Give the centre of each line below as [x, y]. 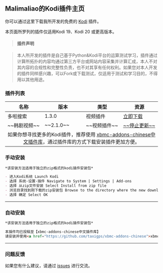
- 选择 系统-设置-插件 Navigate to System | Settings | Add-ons [68, 181]
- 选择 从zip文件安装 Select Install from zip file [56, 186]
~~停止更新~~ [139, 126]
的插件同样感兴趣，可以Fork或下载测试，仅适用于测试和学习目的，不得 [87, 74]
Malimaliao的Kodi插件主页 [45, 9]
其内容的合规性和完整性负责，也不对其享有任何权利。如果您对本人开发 [87, 67]
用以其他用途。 [32, 80]
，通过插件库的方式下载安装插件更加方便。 [91, 142]
